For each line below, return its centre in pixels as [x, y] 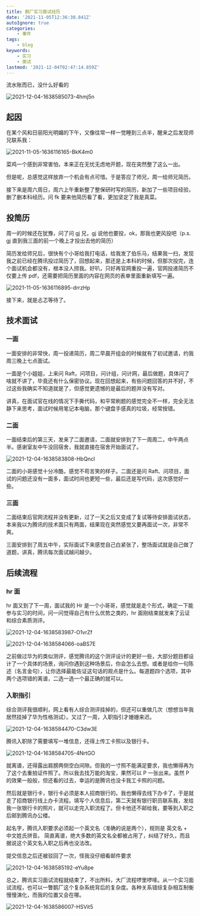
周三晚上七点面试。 [30, 360]
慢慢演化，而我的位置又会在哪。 [45, 895]
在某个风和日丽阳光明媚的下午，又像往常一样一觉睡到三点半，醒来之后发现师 [100, 132]
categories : [21, 28]
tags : [13, 39]
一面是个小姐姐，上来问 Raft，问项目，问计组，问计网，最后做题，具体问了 [98, 373]
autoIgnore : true [28, 23]
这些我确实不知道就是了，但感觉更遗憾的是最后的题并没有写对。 [89, 388]
